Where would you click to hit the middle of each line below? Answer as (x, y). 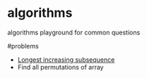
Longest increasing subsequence (66, 59)
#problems (23, 46)
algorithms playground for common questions (74, 32)
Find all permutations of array (60, 67)
